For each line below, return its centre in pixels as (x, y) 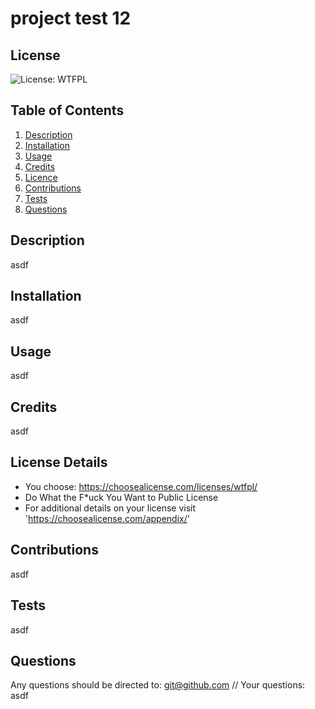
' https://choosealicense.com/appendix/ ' (107, 518)
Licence (41, 177)
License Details (59, 462)
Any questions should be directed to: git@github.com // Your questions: (158, 685)
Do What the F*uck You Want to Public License (121, 497)
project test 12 (71, 18)
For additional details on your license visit (110, 508)
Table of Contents (67, 110)
